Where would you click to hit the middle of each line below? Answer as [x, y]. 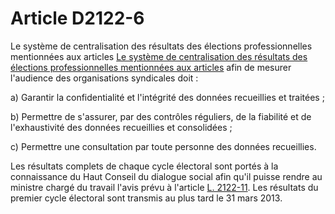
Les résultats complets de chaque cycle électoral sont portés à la [144, 166]
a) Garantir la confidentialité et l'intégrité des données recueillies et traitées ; [167, 97]
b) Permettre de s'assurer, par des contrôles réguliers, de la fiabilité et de [161, 116]
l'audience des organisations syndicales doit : [104, 78]
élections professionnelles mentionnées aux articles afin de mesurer [151, 67]
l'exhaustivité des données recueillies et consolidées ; [121, 127]
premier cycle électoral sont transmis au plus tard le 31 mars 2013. [146, 198]
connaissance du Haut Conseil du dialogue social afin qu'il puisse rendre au [166, 176]
